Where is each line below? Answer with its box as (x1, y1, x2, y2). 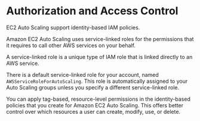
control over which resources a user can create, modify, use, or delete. (6, 108, 181, 115)
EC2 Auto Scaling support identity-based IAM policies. (6, 24, 140, 31)
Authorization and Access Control (6, 4, 179, 18)
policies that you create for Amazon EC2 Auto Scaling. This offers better (6, 101, 184, 108)
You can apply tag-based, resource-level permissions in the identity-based (6, 95, 191, 103)
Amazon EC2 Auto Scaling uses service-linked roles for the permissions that (6, 35, 194, 42)
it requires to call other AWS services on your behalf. (6, 42, 136, 49)
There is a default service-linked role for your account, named (6, 71, 159, 78)
